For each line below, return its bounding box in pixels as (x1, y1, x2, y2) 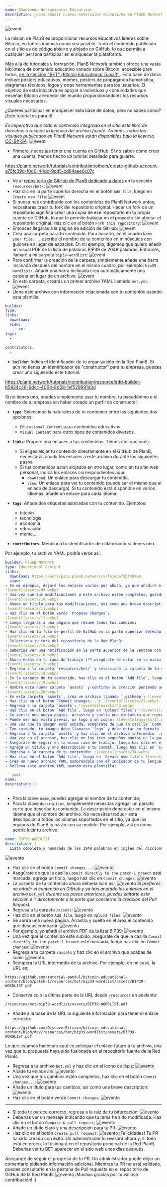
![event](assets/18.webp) (5, 671, 59, 676)
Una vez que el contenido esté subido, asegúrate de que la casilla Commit (12, 933, 162, 939)
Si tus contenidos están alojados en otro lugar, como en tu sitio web (19, 464, 159, 470)
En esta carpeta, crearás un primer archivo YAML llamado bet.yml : (12, 278, 149, 284)
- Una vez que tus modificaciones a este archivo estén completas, (5, 593, 148, 597)
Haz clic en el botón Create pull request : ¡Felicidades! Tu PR (12, 1130, 158, 1136)
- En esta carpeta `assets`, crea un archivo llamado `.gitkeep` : (5, 694, 146, 699)
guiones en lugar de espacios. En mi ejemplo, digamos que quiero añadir (12, 241, 162, 247)
